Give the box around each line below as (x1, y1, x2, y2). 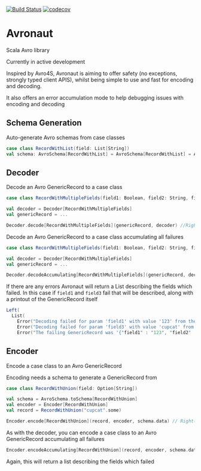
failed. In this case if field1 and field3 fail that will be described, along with (6, 289, 193, 296)
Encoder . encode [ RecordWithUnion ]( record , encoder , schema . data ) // (6, 418, 178, 424)
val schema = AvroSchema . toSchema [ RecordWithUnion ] (6, 396, 138, 402)
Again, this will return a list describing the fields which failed (6, 458, 154, 465)
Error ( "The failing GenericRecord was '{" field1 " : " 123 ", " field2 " (17, 329, 191, 335)
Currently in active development (6, 58, 86, 65)
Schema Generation (6, 118, 82, 128)
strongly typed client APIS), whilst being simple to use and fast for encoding (6, 76, 194, 83)
